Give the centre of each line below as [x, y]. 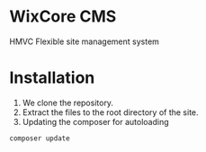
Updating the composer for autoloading [95, 121]
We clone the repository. [68, 103]
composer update [40, 138]
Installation [52, 78]
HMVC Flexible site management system [85, 41]
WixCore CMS [63, 17]
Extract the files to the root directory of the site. [111, 112]
